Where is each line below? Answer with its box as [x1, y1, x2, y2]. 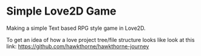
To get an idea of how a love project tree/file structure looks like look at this [6, 36, 195, 43]
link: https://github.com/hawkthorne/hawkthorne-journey [6, 43, 149, 50]
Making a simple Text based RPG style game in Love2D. [6, 24, 146, 32]
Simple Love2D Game [6, 4, 117, 18]
